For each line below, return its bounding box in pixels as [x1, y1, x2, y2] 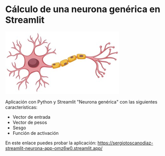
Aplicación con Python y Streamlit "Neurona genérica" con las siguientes [5, 98, 158, 105]
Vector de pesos [12, 119, 47, 125]
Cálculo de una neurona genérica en [5, 4, 160, 15]
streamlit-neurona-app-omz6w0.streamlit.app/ [5, 145, 103, 151]
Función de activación [12, 130, 59, 136]
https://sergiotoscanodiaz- [97, 140, 153, 146]
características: [5, 104, 38, 110]
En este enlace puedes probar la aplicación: [5, 140, 97, 146]
